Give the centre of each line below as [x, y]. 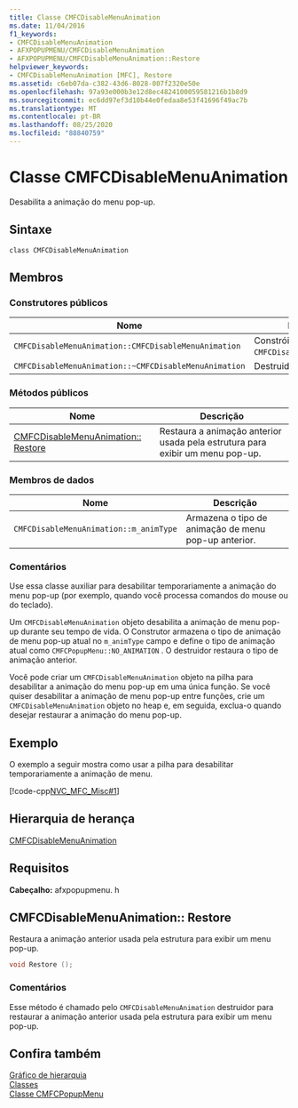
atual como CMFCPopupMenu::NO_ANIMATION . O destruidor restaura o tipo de [144, 651]
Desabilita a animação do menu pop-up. [82, 202]
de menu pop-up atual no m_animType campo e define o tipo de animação [142, 641]
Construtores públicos [59, 302]
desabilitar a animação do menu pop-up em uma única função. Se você [140, 686]
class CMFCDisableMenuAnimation [69, 250]
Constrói [272, 341]
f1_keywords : [33, 34]
